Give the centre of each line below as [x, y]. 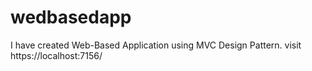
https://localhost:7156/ [56, 55]
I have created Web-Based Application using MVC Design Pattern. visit [156, 45]
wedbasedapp [71, 17]
